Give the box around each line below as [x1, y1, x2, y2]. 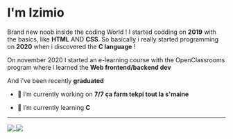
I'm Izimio [7, 5, 64, 21]
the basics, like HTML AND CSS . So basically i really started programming [7, 35, 219, 43]
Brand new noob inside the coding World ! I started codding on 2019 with [7, 28, 216, 36]
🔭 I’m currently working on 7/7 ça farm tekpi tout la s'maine [17, 90, 189, 98]
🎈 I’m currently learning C [17, 103, 91, 111]
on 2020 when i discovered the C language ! [7, 42, 136, 50]
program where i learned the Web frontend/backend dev [7, 63, 171, 71]
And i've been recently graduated [7, 76, 104, 84]
